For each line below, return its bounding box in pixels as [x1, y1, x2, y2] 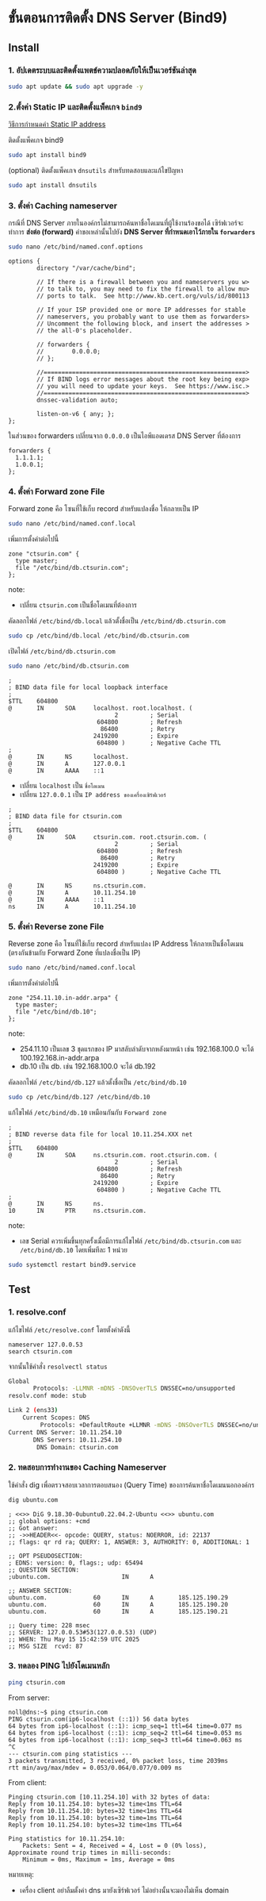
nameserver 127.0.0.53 [8, 1341, 83, 1349]
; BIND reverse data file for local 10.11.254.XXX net [8, 1130, 193, 1138]
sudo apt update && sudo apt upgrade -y [8, 83, 144, 90]
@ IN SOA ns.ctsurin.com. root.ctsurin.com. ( [8, 1151, 218, 1159]
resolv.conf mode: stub [8, 1392, 87, 1400]
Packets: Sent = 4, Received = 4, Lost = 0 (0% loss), [22, 1841, 207, 1849]
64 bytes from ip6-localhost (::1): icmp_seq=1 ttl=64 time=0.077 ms [8, 1722, 243, 1730]
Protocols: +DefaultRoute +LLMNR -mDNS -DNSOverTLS [40, 1421, 215, 1429]
